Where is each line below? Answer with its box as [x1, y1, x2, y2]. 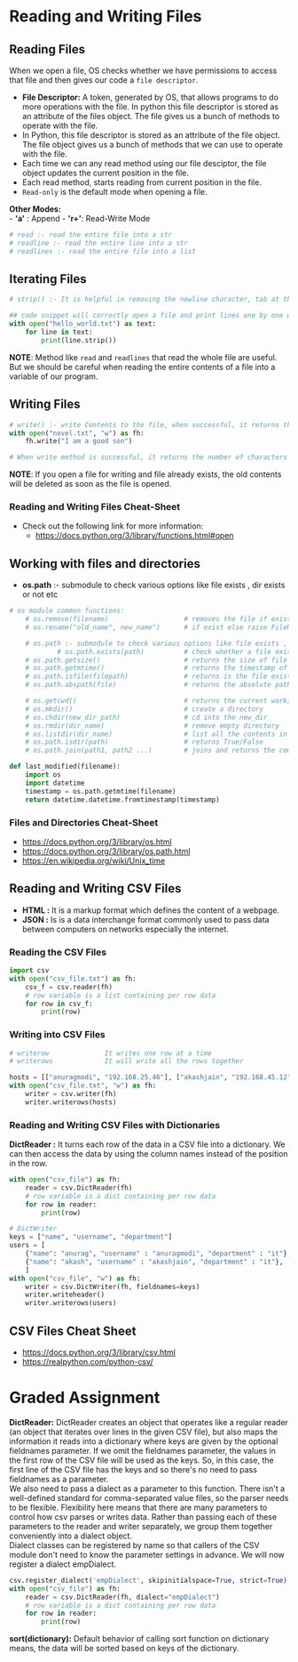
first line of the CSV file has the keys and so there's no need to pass [9, 1464, 257, 1474]
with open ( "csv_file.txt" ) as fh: [9, 974, 137, 983]
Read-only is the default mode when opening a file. [21, 187, 208, 197]
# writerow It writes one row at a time [9, 1048, 213, 1058]
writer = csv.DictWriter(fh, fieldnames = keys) [25, 1282, 200, 1291]
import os [25, 770, 62, 779]
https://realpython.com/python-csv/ [21, 1357, 153, 1368]
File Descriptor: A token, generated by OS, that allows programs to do [21, 92, 279, 102]
